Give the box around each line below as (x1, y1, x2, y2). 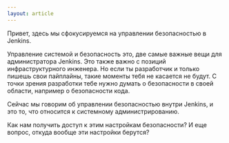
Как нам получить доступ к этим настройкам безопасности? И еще (7, 120, 207, 128)
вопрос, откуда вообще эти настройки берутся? (7, 128, 150, 136)
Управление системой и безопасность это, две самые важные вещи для (7, 50, 222, 58)
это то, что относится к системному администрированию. (7, 107, 179, 115)
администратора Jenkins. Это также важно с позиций (7, 57, 166, 66)
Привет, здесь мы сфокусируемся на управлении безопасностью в (7, 29, 207, 37)
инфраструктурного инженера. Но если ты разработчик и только (7, 64, 200, 73)
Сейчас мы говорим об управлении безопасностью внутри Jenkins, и (7, 99, 214, 108)
